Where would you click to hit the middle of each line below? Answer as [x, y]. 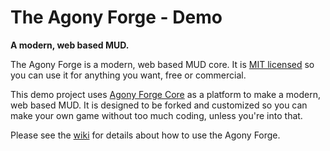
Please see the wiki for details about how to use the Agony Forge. [145, 135]
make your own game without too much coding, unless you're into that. [156, 115]
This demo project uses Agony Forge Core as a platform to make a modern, [165, 94]
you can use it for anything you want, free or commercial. [128, 75]
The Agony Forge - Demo [116, 17]
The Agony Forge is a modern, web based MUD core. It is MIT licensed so [162, 64]
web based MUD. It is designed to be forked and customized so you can [159, 105]
